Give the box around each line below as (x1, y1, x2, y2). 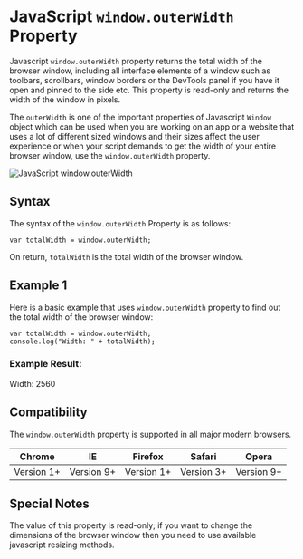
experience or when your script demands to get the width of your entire (9, 140, 277, 151)
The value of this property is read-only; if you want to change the (9, 520, 253, 531)
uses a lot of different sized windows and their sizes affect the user (9, 130, 260, 141)
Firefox (132, 450, 165, 463)
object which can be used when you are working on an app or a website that (9, 120, 295, 132)
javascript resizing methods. (9, 539, 115, 550)
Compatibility (9, 405, 88, 420)
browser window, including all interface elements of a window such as (9, 65, 271, 76)
